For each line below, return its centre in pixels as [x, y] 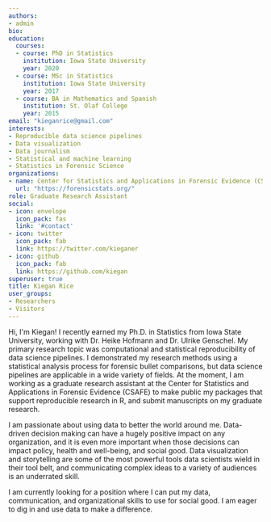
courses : [30, 46]
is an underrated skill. [44, 476]
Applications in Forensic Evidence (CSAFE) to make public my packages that [135, 392]
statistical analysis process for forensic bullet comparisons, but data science [135, 366]
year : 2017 [41, 91]
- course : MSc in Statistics [65, 76]
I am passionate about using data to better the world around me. [115, 424]
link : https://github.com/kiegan [72, 272]
